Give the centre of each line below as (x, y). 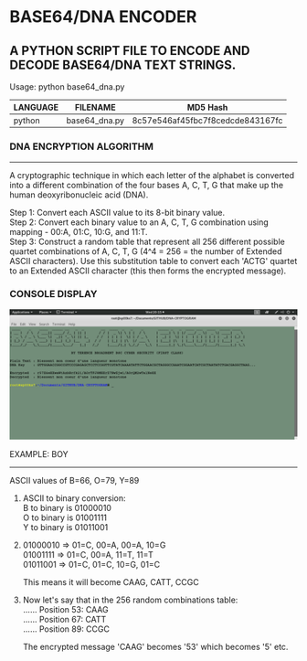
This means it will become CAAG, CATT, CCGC (111, 582)
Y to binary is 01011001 (65, 528)
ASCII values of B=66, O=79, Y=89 (74, 481)
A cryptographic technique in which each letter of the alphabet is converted (152, 175)
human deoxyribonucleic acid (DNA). (79, 195)
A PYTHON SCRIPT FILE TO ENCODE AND (130, 51)
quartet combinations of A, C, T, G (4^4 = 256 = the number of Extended (146, 251)
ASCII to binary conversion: (74, 498)
